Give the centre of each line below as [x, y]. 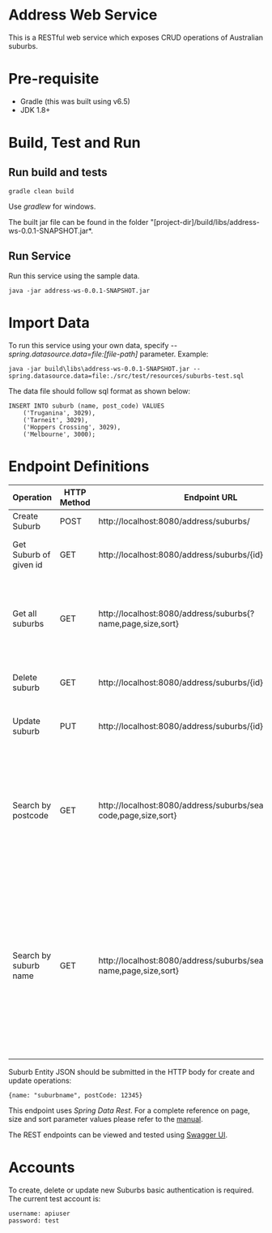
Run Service [40, 256]
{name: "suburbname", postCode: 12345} [76, 1095]
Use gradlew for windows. [52, 206]
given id [28, 564]
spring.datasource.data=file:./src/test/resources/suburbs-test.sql [126, 376]
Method [75, 502]
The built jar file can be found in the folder [79, 222]
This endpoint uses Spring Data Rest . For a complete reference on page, [130, 1110]
